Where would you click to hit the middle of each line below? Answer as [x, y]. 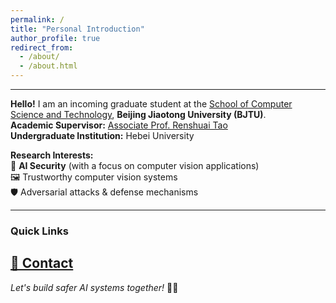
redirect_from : [42, 47]
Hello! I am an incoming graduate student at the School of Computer [151, 104]
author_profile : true [55, 38]
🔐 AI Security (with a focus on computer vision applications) [135, 165]
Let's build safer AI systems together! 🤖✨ [94, 287]
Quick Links [39, 231]
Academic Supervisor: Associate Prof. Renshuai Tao [119, 125]
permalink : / [37, 19]
